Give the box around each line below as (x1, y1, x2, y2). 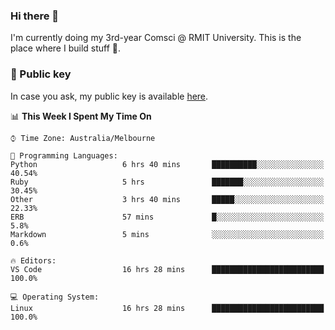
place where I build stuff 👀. (10, 42, 122, 54)
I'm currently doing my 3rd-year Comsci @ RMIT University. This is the (10, 32, 302, 44)
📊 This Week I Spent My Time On (10, 110, 152, 122)
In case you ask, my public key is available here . (10, 90, 209, 102)
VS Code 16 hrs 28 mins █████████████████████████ (10, 264, 325, 274)
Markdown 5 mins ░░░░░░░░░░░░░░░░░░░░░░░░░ (10, 229, 325, 239)
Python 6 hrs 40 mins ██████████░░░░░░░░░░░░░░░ (10, 159, 325, 169)
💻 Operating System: (10, 292, 100, 302)
